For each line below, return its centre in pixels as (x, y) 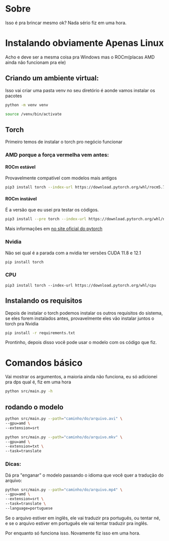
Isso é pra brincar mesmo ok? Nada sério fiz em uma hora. (66, 23)
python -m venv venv (27, 105)
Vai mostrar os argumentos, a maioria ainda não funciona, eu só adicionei (81, 377)
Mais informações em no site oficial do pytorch (54, 229)
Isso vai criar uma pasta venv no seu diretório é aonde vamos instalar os (80, 90)
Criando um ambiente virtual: (52, 78)
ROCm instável (21, 198)
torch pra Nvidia (22, 323)
